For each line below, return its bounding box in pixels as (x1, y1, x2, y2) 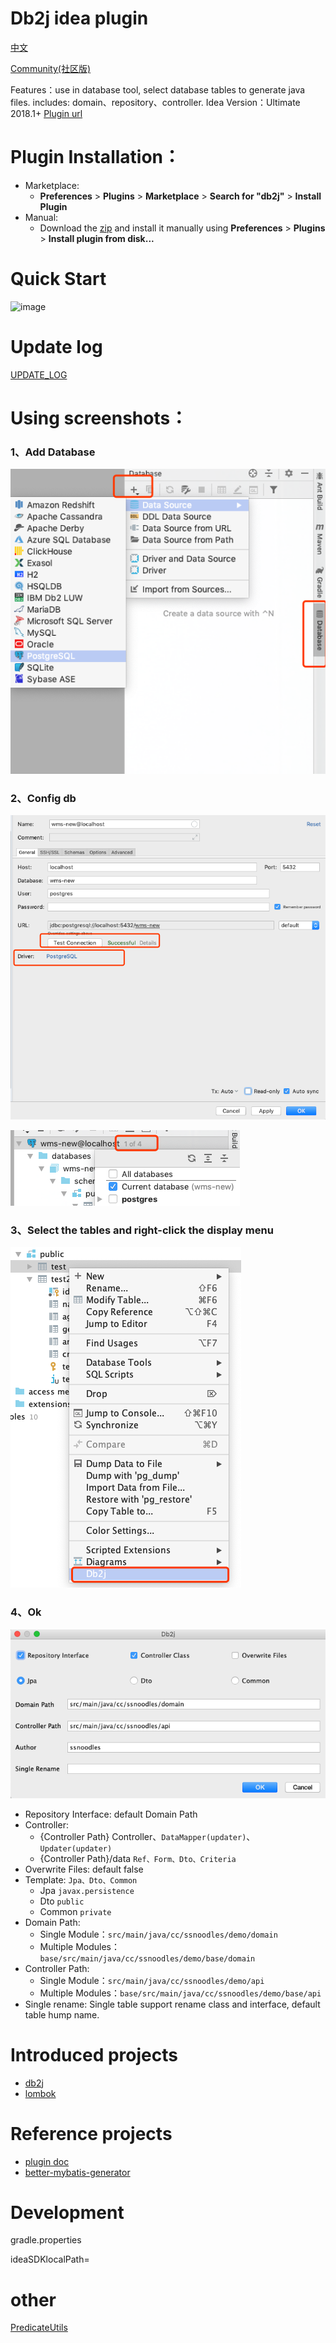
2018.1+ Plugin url (10, 107, 83, 119)
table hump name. (24, 2008, 100, 2021)
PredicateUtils (10, 2322, 68, 2334)
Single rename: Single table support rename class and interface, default (24, 1998, 321, 2010)
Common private (39, 1905, 112, 1917)
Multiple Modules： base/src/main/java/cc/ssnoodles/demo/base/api (39, 1987, 322, 1999)
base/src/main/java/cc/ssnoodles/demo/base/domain (39, 1953, 256, 1964)
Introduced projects (10, 2043, 178, 2066)
